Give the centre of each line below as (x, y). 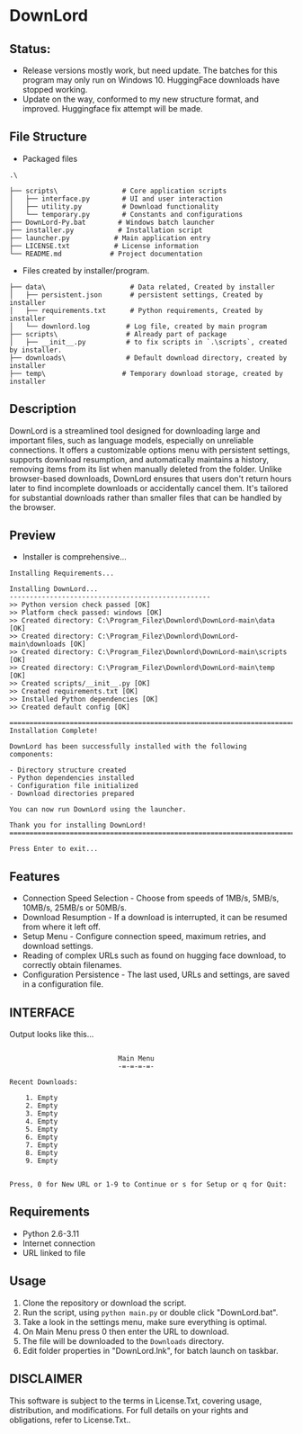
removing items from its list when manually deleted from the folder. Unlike (146, 469)
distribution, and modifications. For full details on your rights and (129, 1410)
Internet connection (59, 1243)
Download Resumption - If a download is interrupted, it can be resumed (155, 918)
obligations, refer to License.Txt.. (70, 1420)
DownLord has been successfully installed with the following (128, 747)
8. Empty (42, 1153)
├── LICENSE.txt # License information (104, 246)
